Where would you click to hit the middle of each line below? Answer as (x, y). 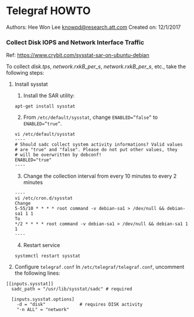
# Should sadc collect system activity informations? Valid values (98, 145)
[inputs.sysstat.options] (43, 299)
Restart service (42, 245)
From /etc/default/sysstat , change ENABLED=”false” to (91, 117)
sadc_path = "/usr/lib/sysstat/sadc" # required (72, 289)
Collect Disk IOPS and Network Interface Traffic (75, 42)
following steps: (25, 73)
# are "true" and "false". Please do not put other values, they (96, 150)
